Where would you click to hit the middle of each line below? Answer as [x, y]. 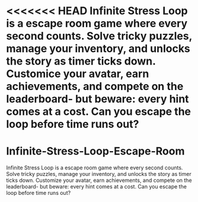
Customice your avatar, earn [78, 74]
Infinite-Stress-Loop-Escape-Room [95, 151]
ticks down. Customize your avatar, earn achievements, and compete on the [99, 180]
